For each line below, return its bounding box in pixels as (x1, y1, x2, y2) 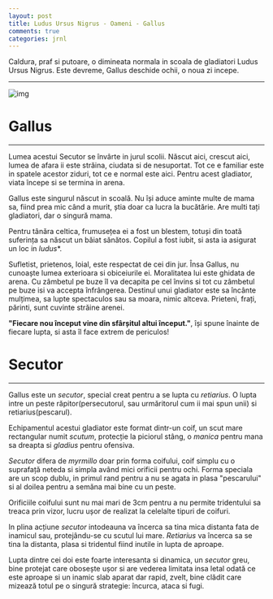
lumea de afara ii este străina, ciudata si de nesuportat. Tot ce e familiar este (8, 160, 264, 171)
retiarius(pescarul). (8, 407, 72, 417)
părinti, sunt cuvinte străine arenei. (8, 302, 125, 313)
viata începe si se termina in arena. (8, 178, 125, 188)
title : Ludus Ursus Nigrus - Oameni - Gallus (8, 20, 165, 28)
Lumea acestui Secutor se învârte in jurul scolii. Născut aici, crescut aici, (8, 152, 250, 162)
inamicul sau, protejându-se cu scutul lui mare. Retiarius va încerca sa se (8, 531, 253, 540)
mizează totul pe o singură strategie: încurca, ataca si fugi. (8, 581, 205, 591)
